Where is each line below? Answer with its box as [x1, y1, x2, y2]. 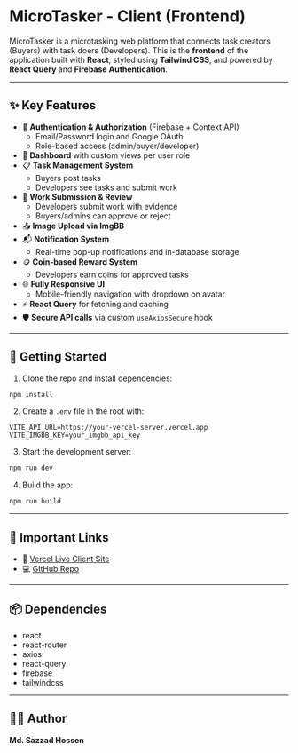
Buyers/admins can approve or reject [35, 210, 171, 221]
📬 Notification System [21, 234, 109, 244]
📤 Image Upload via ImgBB [21, 220, 124, 231]
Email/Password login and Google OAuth [35, 131, 184, 141]
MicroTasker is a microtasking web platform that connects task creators [9, 36, 271, 46]
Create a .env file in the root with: [21, 406, 145, 416]
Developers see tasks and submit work [35, 182, 177, 193]
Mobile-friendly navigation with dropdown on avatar [35, 289, 226, 299]
